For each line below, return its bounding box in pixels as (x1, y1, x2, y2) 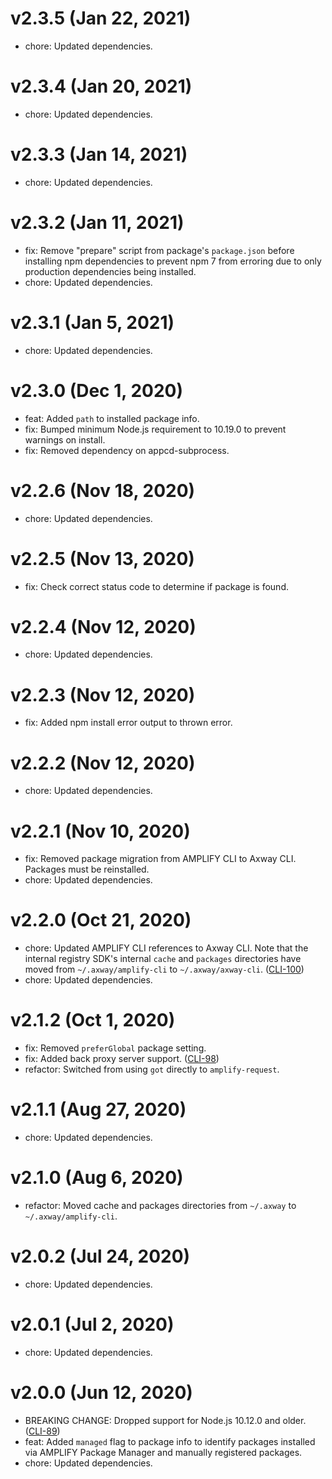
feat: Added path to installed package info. (24, 412, 200, 424)
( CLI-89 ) (24, 1425, 61, 1437)
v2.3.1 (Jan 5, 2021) (10, 311, 175, 334)
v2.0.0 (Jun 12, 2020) (10, 1382, 193, 1404)
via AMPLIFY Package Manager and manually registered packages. (24, 1446, 303, 1458)
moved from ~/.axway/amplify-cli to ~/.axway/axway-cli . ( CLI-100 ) (24, 963, 305, 976)
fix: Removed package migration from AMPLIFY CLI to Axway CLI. (24, 853, 297, 865)
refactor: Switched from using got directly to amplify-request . (24, 1063, 280, 1076)
